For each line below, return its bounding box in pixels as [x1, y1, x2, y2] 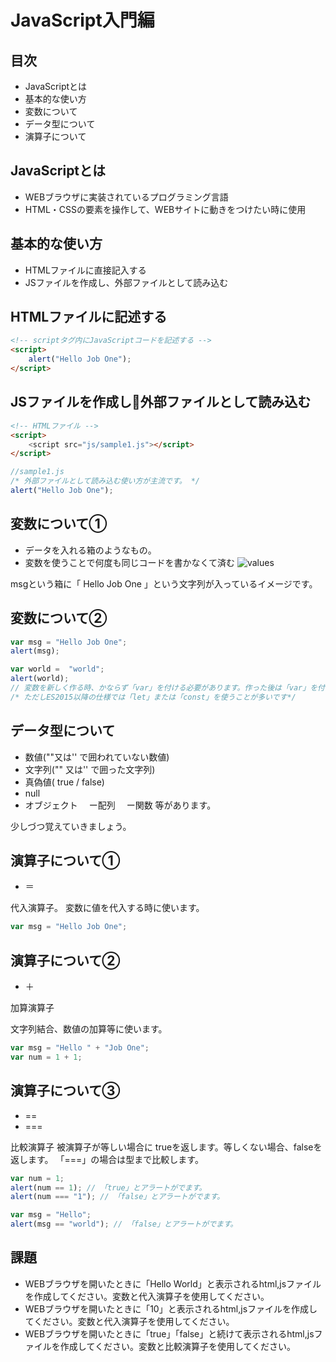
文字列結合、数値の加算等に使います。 [10, 1023, 168, 1035]
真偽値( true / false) [24, 776, 105, 788]
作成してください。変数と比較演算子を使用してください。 [59, 1340, 297, 1352]
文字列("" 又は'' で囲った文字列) [24, 763, 156, 775]
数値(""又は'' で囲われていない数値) [24, 751, 170, 763]
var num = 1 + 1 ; [10, 1052, 83, 1062]
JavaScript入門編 [10, 9, 155, 32]
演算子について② [10, 952, 121, 969]
